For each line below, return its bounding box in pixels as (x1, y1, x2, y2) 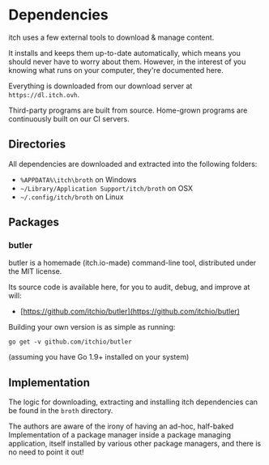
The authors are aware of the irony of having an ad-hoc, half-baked (8, 421, 234, 431)
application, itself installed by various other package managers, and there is (8, 439, 262, 449)
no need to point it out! (8, 447, 84, 457)
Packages (8, 215, 59, 229)
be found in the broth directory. (8, 406, 113, 416)
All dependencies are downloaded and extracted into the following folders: (8, 159, 258, 169)
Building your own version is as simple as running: (8, 322, 176, 332)
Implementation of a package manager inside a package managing (8, 430, 232, 440)
